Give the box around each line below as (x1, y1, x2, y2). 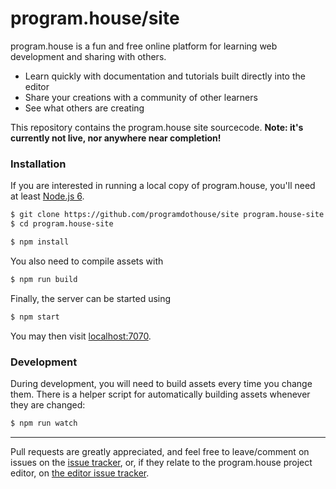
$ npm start (10, 312, 60, 322)
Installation (10, 157, 67, 171)
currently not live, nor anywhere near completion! (10, 132, 222, 144)
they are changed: (10, 398, 86, 411)
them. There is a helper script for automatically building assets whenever (10, 388, 311, 400)
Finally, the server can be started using (10, 292, 172, 304)
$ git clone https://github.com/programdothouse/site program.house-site (10, 210, 325, 220)
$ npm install (10, 237, 70, 247)
